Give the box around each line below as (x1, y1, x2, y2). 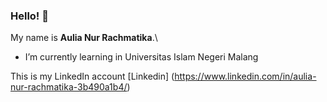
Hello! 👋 (10, 9, 50, 23)
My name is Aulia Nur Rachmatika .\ (10, 32, 158, 44)
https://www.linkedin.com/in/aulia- (174, 70, 317, 83)
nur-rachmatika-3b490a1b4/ (10, 81, 128, 93)
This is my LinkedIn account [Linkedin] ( (10, 70, 175, 83)
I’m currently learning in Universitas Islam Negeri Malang (24, 51, 259, 63)
